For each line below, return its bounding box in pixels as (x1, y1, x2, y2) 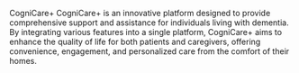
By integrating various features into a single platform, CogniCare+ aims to (9, 27, 282, 37)
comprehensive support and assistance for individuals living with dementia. (9, 17, 290, 28)
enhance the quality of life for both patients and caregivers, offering (9, 36, 261, 47)
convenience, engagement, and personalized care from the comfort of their (9, 46, 290, 57)
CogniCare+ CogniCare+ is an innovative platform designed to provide (9, 8, 271, 18)
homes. (9, 56, 38, 66)
